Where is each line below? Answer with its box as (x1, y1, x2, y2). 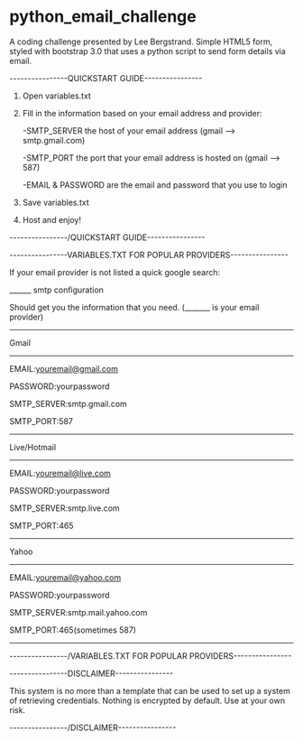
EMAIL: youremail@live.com (9, 468, 111, 478)
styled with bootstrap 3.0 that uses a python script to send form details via (9, 45, 286, 56)
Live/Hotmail (9, 441, 57, 452)
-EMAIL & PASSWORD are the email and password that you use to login (22, 179, 288, 190)
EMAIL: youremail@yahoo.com (9, 571, 122, 583)
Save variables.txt (22, 197, 90, 208)
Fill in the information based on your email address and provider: (22, 107, 263, 118)
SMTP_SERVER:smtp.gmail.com (9, 398, 128, 409)
